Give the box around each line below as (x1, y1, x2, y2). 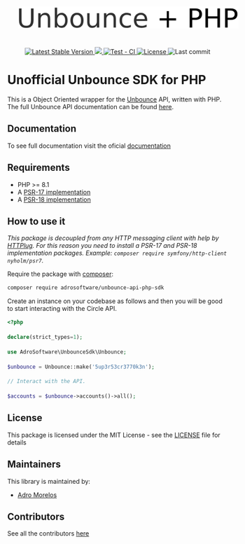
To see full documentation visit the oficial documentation (7, 141, 171, 150)
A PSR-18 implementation (17, 195, 91, 204)
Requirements (7, 162, 70, 174)
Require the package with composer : (7, 270, 114, 279)
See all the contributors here (7, 529, 90, 538)
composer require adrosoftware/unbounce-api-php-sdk (7, 284, 164, 291)
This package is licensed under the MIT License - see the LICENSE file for (7, 431, 220, 439)
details (7, 438, 27, 447)
